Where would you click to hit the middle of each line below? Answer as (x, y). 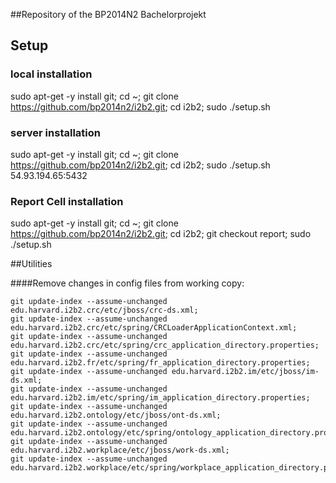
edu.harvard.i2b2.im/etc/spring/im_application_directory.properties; (160, 398)
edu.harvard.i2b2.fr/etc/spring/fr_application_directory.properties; (160, 363)
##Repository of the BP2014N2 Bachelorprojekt (108, 14)
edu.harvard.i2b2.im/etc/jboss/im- (245, 372)
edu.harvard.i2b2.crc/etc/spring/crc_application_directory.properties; (165, 345)
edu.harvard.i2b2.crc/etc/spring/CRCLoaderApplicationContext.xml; (154, 328)
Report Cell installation (67, 201)
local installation (51, 74)
